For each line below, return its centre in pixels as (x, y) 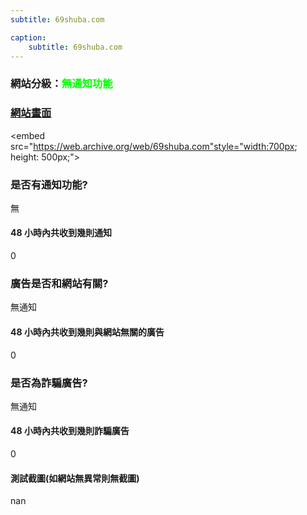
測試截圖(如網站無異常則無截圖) (75, 478)
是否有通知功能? (49, 184)
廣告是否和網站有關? (59, 284)
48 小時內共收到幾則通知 (61, 233)
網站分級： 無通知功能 (61, 84)
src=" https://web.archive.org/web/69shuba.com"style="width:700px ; (154, 146)
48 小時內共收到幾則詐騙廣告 (70, 431)
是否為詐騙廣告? (49, 383)
